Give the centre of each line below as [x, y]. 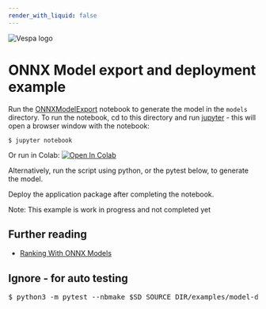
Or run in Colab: [34, 154]
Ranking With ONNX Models [66, 254]
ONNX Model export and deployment [132, 70]
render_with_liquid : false [53, 15]
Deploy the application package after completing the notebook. [111, 194]
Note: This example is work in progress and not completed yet [110, 209]
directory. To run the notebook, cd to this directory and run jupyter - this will [132, 117]
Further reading [47, 234]
